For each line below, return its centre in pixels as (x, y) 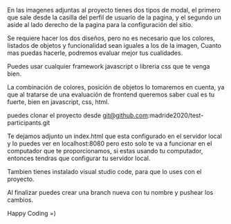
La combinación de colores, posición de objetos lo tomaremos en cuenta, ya (116, 87)
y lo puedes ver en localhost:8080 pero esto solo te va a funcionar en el (110, 144)
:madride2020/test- (176, 115)
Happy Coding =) (32, 213)
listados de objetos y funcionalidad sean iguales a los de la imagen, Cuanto (114, 45)
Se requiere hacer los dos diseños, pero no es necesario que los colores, (111, 38)
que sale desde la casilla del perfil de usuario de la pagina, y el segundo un (114, 17)
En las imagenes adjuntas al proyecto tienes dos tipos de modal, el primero (114, 10)
